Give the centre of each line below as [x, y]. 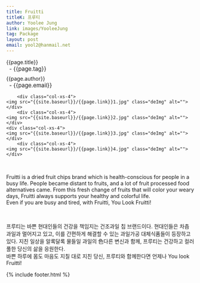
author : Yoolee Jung [32, 23]
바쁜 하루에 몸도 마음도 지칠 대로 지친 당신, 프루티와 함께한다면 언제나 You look [98, 256]
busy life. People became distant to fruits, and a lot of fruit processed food [98, 183]
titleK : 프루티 [23, 17]
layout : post [22, 39]
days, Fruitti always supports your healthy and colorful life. [78, 196]
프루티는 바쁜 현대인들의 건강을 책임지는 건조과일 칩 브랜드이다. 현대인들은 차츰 [98, 226]
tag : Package [22, 34]
